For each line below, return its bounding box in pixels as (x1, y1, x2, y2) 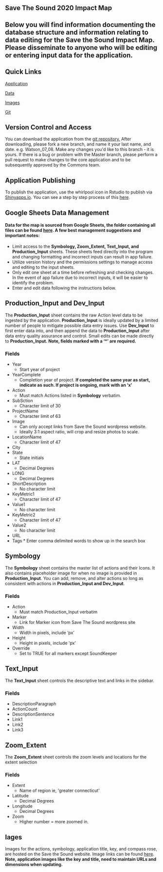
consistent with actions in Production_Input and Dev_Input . (5, 580, 125, 586)
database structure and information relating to (5, 28, 148, 36)
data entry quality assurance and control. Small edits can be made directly (5, 333, 154, 339)
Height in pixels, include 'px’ (19, 640, 76, 646)
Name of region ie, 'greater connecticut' (19, 787, 100, 793)
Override (12, 645, 30, 651)
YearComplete (12, 371, 41, 378)
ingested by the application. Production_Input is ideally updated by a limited (5, 317, 159, 323)
